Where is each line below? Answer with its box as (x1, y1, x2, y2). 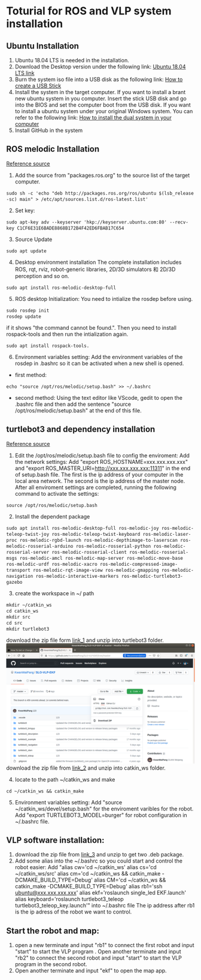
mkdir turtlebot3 (6, 626, 50, 632)
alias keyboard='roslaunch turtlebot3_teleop (14, 895, 124, 903)
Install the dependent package (14, 512, 90, 520)
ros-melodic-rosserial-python (75, 543, 151, 549)
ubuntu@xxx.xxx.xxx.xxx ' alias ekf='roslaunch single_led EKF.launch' (14, 889, 187, 897)
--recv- (169, 219, 188, 225)
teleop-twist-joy (6, 531, 50, 537)
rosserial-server (6, 549, 50, 555)
